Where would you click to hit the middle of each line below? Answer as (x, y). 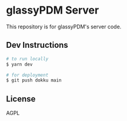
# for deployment (27, 75)
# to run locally (27, 59)
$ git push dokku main (34, 80)
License (21, 99)
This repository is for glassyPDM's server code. (64, 27)
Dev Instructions (37, 45)
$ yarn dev (19, 64)
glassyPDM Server (53, 10)
